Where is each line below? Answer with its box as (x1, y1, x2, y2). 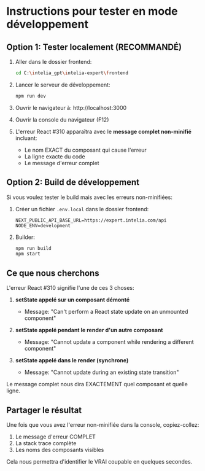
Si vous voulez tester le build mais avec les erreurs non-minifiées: (6, 193, 173, 201)
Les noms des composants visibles (15, 446, 104, 453)
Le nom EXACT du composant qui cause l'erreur (24, 146, 147, 154)
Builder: (15, 233, 36, 241)
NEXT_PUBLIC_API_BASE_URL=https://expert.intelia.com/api (15, 217, 167, 224)
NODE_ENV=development (15, 222, 71, 228)
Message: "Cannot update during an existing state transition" (24, 368, 179, 376)
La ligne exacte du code (24, 152, 85, 160)
